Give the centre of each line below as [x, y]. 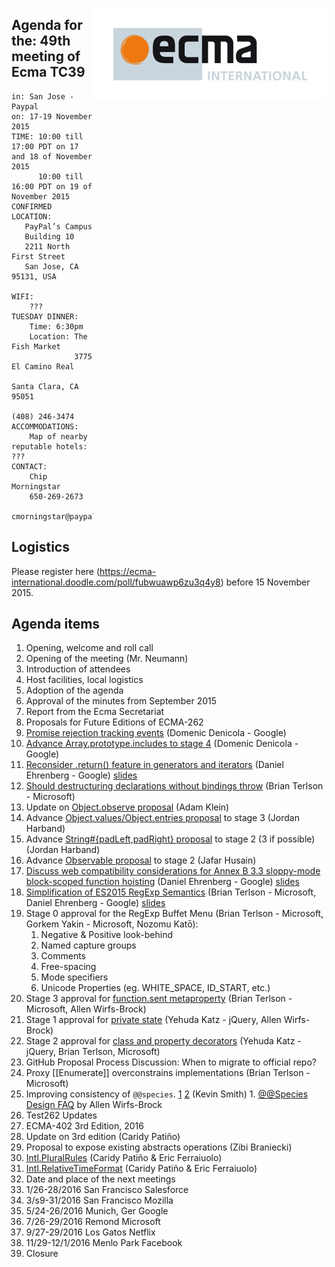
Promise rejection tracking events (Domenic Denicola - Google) [156, 733]
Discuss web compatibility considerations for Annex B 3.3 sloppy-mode [173, 871]
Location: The [58, 336]
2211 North [47, 246]
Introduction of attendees [78, 669]
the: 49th [41, 41]
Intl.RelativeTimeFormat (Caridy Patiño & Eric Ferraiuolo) [141, 1169]
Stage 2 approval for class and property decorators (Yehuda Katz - [163, 1041]
